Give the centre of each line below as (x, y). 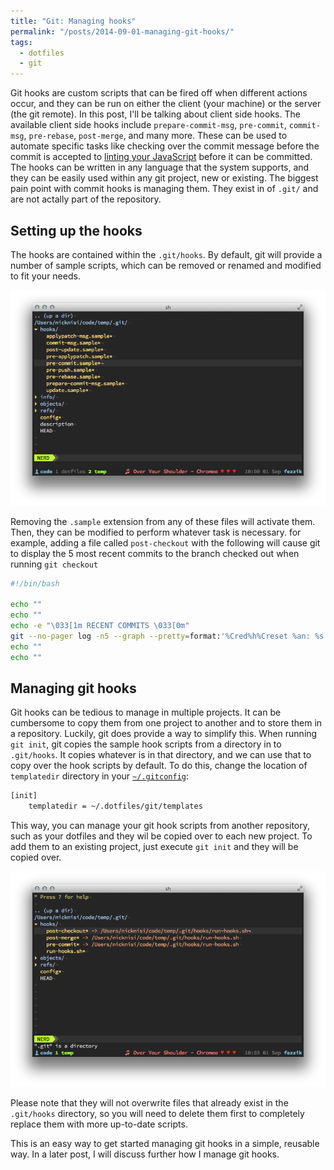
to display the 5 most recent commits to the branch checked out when (155, 553)
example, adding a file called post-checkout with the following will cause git (165, 542)
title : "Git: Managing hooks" (73, 21)
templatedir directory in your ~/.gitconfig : (100, 776)
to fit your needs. (45, 276)
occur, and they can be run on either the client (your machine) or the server (166, 104)
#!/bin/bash (35, 583)
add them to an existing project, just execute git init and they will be (154, 847)
